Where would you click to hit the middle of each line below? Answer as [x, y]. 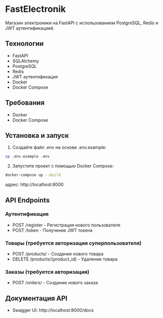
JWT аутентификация [35, 77]
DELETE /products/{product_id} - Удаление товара [65, 259]
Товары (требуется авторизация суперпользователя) [73, 243]
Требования [25, 103]
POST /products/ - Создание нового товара [58, 254]
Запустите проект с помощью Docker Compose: [63, 166]
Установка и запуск [37, 135]
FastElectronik [35, 9]
